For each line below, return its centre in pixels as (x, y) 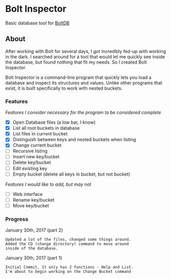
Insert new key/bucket (36, 157)
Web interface (28, 194)
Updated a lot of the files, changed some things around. (68, 240)
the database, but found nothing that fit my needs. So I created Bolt (76, 62)
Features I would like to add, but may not (48, 184)
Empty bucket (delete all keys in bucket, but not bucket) (71, 174)
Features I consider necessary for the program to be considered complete (83, 113)
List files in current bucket (40, 134)
